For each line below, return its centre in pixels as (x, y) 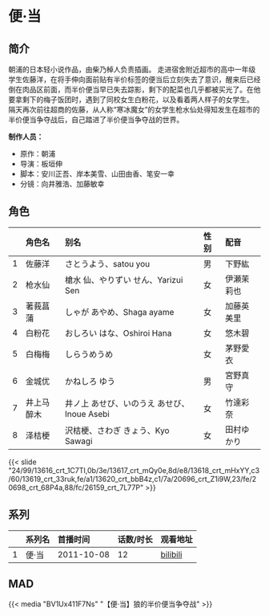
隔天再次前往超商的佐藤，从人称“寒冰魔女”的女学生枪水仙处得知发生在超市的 (134, 110)
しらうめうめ (89, 354)
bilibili (171, 554)
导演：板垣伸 (41, 164)
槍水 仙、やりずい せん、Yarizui (124, 279)
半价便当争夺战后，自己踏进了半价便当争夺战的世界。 (96, 120)
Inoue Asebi (87, 414)
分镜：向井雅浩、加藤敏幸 (62, 184)
